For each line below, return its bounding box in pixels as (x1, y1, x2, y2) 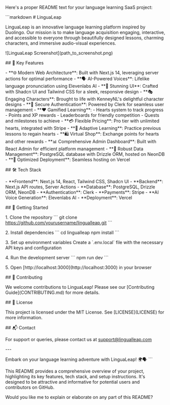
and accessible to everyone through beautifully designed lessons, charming (5, 35, 164, 41)
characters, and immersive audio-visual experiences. (5, 40, 117, 46)
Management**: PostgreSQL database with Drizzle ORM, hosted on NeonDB (5, 151, 165, 157)
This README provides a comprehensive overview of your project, (5, 368, 145, 374)
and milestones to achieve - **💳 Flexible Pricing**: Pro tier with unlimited (5, 118, 160, 124)
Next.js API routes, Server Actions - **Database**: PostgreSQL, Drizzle (5, 184, 156, 190)
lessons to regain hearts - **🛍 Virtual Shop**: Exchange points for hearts (5, 131, 159, 137)
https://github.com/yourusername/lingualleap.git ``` (5, 220, 113, 225)
